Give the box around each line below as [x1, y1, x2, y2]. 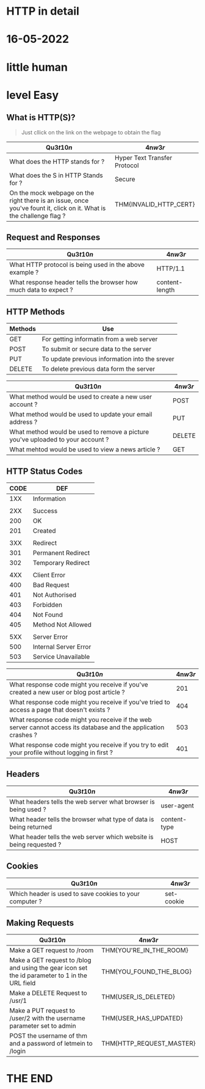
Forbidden [32, 600, 63, 609]
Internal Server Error [32, 643, 92, 651]
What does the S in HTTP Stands [9, 171, 104, 180]
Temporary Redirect [32, 559, 90, 567]
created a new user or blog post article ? [9, 688, 125, 696]
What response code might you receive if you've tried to [9, 698, 171, 706]
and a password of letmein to [9, 1040, 93, 1048]
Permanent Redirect [32, 548, 90, 557]
